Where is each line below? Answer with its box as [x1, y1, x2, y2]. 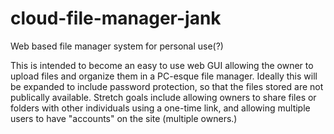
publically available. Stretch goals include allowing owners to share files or [10, 91, 317, 103]
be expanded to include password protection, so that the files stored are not [10, 80, 324, 92]
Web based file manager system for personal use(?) [10, 40, 224, 52]
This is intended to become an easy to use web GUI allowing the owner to [10, 59, 314, 71]
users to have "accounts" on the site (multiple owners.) [10, 112, 238, 124]
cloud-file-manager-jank [10, 7, 222, 30]
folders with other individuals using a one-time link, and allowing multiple [10, 102, 311, 114]
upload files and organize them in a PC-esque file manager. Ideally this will [10, 70, 318, 82]
